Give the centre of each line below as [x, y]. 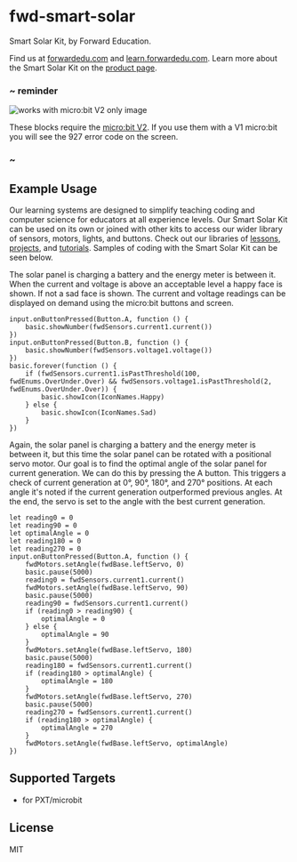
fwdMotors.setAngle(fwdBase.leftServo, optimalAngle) [127, 743]
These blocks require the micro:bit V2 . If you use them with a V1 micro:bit [144, 127]
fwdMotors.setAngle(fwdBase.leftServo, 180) [109, 650]
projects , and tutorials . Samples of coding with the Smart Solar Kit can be [144, 247]
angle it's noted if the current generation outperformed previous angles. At [146, 492]
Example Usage [53, 189]
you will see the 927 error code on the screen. [94, 137]
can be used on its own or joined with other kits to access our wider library [146, 229]
